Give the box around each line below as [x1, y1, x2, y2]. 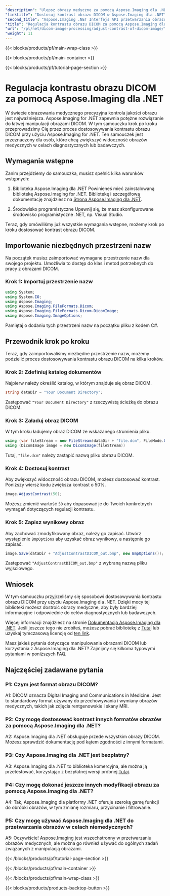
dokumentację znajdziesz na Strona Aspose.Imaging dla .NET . [12, 196, 143, 202]
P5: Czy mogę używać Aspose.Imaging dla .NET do [5, 817, 134, 824]
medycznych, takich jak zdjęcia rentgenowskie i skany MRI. [5, 703, 129, 709]
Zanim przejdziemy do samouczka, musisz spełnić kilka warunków [5, 170, 144, 176]
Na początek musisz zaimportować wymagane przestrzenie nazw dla [5, 254, 150, 261]
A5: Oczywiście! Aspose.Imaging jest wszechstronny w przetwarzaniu [5, 835, 152, 841]
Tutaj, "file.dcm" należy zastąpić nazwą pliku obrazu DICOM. [5, 452, 134, 459]
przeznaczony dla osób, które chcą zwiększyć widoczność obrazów [5, 136, 148, 142]
